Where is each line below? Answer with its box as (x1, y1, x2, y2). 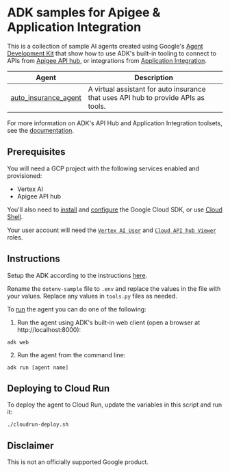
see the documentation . (7, 126, 74, 134)
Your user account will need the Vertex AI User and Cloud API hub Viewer (7, 226, 217, 234)
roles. (7, 233, 23, 241)
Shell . (7, 212, 23, 220)
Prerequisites (7, 146, 66, 158)
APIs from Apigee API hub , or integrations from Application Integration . (7, 56, 207, 64)
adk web (7, 339, 29, 346)
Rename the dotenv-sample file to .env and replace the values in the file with (7, 284, 221, 292)
